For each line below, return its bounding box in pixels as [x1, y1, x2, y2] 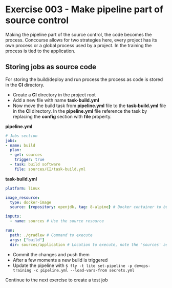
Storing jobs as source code [5, 63, 96, 71]
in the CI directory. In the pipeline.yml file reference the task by [12, 108, 147, 114]
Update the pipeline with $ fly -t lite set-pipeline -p [12, 262, 132, 269]
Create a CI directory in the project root [12, 91, 96, 98]
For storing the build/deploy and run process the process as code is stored [5, 76, 163, 83]
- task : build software [10, 162, 60, 167]
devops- [134, 263, 151, 269]
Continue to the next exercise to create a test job [5, 277, 109, 283]
